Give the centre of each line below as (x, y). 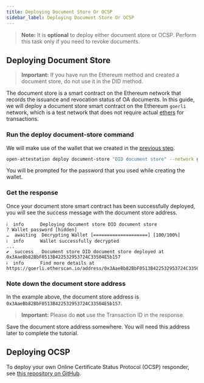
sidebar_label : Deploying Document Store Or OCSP (70, 18)
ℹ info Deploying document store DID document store (82, 224)
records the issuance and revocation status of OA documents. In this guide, (101, 100)
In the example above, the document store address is (73, 297)
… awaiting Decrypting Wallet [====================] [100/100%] (93, 235)
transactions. (23, 119)
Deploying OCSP (38, 352)
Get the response (32, 193)
